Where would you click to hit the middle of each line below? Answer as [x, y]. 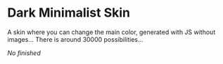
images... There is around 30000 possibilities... [75, 39]
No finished [24, 53]
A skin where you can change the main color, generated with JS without [111, 32]
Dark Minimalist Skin [69, 13]
